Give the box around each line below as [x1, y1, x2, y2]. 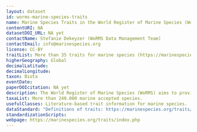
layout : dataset [6, 8, 46, 15]
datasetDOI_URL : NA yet [6, 30, 64, 36]
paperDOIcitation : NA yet [6, 85, 69, 91]
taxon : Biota [6, 74, 38, 79]
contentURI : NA [6, 25, 43, 31]
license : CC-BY [6, 47, 43, 53]
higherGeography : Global [6, 57, 67, 63]
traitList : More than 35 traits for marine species [6, 52, 135, 58]
